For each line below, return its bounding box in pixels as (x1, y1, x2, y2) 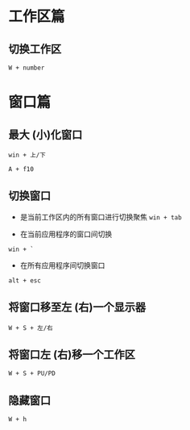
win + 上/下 (8, 151, 46, 159)
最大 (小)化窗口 (8, 127, 83, 141)
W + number (8, 64, 45, 72)
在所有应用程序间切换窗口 (19, 260, 105, 270)
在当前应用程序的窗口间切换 (19, 229, 113, 239)
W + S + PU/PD (8, 369, 56, 378)
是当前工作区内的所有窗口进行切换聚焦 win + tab (19, 211, 183, 222)
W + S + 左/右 (8, 324, 54, 332)
